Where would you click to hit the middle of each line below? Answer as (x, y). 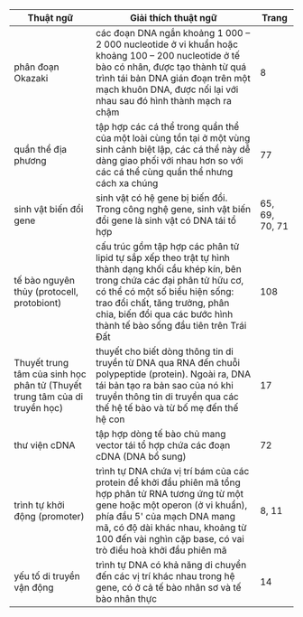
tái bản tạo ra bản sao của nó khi (165, 385)
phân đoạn (37, 67)
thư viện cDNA (45, 445)
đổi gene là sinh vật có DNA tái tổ (166, 220)
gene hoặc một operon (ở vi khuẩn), (172, 505)
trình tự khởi (39, 505)
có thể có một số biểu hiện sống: (165, 291)
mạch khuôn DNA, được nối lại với (167, 89)
